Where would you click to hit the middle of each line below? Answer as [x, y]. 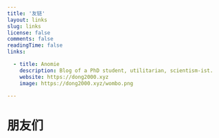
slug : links [24, 26]
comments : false [30, 39]
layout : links [27, 20]
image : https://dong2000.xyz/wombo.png [77, 83]
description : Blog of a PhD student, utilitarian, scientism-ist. [116, 70]
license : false [29, 33]
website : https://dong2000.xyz [64, 77]
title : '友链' [26, 13]
